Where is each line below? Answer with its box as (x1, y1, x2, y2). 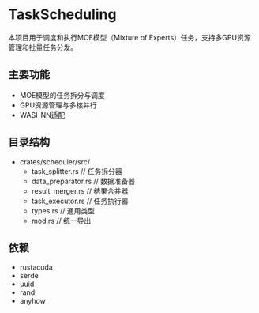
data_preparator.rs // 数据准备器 (31, 176, 136, 186)
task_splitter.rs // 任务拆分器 (31, 166, 122, 175)
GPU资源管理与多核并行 (19, 100, 97, 110)
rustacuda (19, 262, 53, 272)
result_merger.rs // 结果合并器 (31, 186, 129, 195)
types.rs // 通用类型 (31, 206, 96, 215)
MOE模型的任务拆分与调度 (19, 90, 105, 100)
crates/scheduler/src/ (19, 156, 91, 167)
